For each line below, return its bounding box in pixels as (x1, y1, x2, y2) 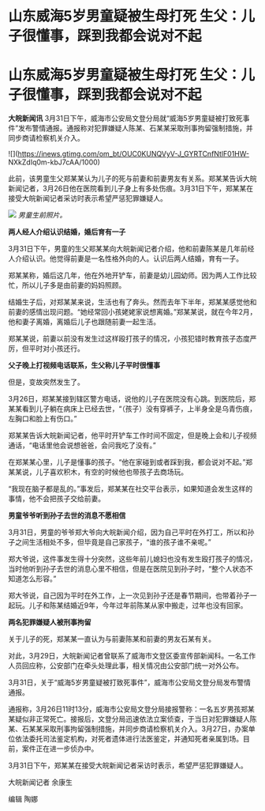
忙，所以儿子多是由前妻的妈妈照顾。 (8, 281, 126, 290)
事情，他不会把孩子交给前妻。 (8, 494, 105, 504)
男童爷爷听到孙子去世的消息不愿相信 (8, 511, 126, 520)
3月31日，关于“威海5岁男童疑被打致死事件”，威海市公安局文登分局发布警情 (8, 677, 251, 688)
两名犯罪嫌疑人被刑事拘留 (8, 617, 91, 627)
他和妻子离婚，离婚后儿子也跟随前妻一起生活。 (8, 317, 160, 326)
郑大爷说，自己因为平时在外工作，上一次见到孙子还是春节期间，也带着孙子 (8, 590, 250, 601)
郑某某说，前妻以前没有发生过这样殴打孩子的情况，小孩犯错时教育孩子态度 (8, 334, 250, 344)
